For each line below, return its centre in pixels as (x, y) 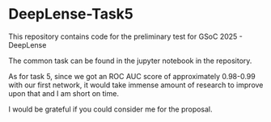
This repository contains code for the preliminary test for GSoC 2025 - (125, 36)
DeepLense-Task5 (71, 14)
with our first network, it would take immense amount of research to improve (136, 85)
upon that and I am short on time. (64, 93)
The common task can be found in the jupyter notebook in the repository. (130, 61)
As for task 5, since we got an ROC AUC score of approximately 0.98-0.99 (132, 76)
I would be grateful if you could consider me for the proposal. (110, 109)
